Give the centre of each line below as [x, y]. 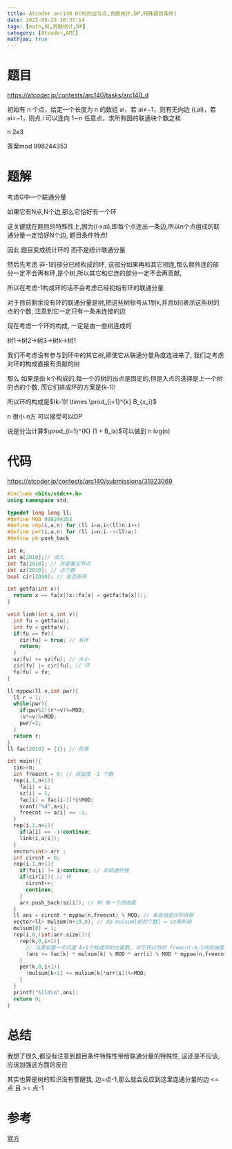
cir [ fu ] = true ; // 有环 [54, 640]
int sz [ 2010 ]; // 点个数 [41, 570]
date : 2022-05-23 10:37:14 [46, 20]
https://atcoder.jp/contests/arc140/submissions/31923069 [90, 481]
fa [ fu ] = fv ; [32, 672]
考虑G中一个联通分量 [37, 197]
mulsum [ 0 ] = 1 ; [35, 929]
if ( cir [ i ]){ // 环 [45, 877]
